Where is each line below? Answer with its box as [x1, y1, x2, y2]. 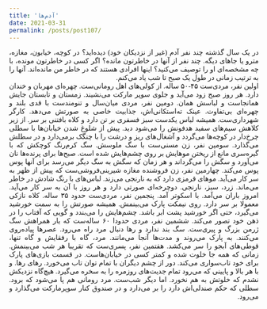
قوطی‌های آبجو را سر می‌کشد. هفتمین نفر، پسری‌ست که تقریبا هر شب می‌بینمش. [9, 242, 259, 250]
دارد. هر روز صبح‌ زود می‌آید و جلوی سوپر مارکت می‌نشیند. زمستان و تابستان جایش [9, 90, 259, 99]
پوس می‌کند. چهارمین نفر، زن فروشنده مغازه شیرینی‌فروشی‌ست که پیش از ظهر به [9, 166, 259, 175]
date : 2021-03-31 [9, 19, 67, 27]
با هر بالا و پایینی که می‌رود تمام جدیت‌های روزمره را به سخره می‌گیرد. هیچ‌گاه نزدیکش [9, 267, 259, 276]
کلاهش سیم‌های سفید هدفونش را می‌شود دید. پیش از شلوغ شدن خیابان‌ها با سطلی [9, 124, 259, 133]
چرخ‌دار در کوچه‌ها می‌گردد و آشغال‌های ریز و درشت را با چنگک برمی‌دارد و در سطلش [9, 132, 259, 141]
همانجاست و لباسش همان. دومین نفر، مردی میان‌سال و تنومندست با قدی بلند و [9, 99, 259, 108]
